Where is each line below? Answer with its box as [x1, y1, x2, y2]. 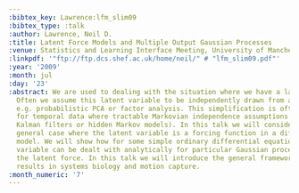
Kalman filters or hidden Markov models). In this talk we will [16, 121, 261, 130]
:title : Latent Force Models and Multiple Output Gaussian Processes [8, 37, 273, 47]
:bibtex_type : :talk [8, 21, 86, 30]
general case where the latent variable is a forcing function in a [16, 129, 277, 138]
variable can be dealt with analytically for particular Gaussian [16, 145, 269, 154]
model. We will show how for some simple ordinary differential [16, 137, 261, 146]
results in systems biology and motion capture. [16, 162, 201, 171]
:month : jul [8, 71, 53, 80]
